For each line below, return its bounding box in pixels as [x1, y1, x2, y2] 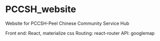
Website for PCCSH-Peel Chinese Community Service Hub [5, 20, 130, 26]
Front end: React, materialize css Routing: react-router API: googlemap [5, 30, 155, 36]
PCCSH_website [5, 4, 76, 15]
